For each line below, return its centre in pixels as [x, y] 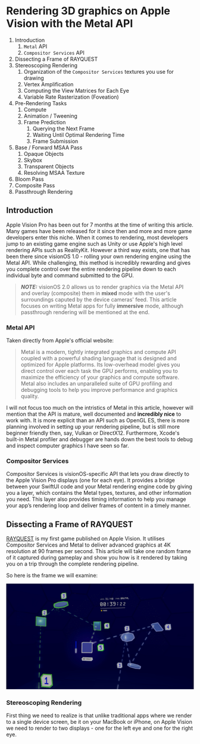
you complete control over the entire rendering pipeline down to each [91, 269]
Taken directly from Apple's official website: [60, 341]
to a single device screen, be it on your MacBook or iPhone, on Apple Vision [99, 721]
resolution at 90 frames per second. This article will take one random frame [99, 551]
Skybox [33, 160]
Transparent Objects [49, 166]
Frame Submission [55, 141]
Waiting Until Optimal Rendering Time [79, 134]
